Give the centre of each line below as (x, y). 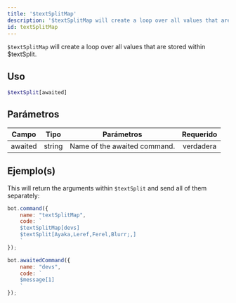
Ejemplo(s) (32, 171)
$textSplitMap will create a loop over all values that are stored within (106, 47)
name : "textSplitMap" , (53, 215)
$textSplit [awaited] (38, 93)
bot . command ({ (28, 208)
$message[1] (37, 280)
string (53, 146)
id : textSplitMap (33, 27)
